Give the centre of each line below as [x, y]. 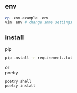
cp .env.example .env [27, 18]
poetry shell [18, 82]
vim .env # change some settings [39, 22]
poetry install [20, 86]
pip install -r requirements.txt [39, 58]
